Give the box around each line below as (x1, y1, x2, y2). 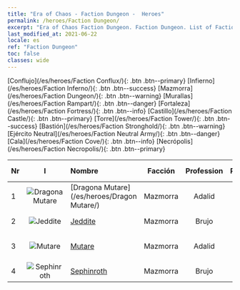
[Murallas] (163, 91, 193, 100)
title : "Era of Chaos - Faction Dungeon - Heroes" (7, 10, 164, 18)
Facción (147, 165, 175, 175)
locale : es (7, 37, 40, 44)
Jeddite (70, 216, 96, 226)
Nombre (70, 165, 99, 175)
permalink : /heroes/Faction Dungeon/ (7, 17, 120, 24)
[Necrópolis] (156, 137, 194, 145)
